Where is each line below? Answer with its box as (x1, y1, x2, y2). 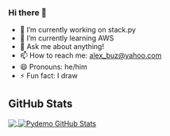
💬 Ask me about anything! (19, 42, 105, 51)
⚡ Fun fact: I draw (19, 71, 78, 81)
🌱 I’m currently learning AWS (19, 33, 114, 43)
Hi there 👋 (8, 7, 48, 18)
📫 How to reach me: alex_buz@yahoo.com (19, 51, 162, 60)
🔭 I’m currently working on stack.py (19, 25, 137, 35)
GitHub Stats (8, 96, 73, 110)
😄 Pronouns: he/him (19, 62, 87, 72)
